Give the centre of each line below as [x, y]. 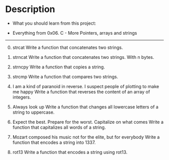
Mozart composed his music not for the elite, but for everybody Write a [86, 137]
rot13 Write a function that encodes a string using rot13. [70, 152]
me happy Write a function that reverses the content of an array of [81, 92]
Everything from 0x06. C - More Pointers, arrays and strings [75, 33]
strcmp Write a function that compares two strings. [65, 76]
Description [30, 9]
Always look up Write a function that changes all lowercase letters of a [85, 107]
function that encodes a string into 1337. [54, 142]
